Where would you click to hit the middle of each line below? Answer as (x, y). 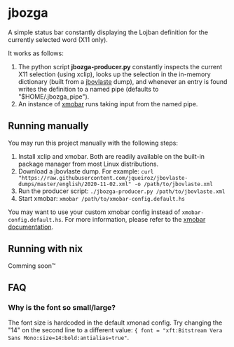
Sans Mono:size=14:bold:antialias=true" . (69, 338)
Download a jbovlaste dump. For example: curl (86, 171)
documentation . (31, 227)
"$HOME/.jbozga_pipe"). (54, 97)
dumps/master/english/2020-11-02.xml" (75, 184)
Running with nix (46, 249)
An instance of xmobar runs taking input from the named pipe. (108, 104)
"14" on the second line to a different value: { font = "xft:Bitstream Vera (115, 330)
